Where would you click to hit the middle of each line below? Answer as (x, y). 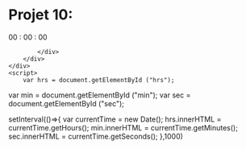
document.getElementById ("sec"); (67, 103)
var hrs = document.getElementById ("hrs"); (99, 80)
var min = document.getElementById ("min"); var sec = (100, 95)
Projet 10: (41, 15)
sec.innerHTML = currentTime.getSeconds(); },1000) (96, 136)
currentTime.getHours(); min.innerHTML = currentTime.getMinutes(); (123, 127)
